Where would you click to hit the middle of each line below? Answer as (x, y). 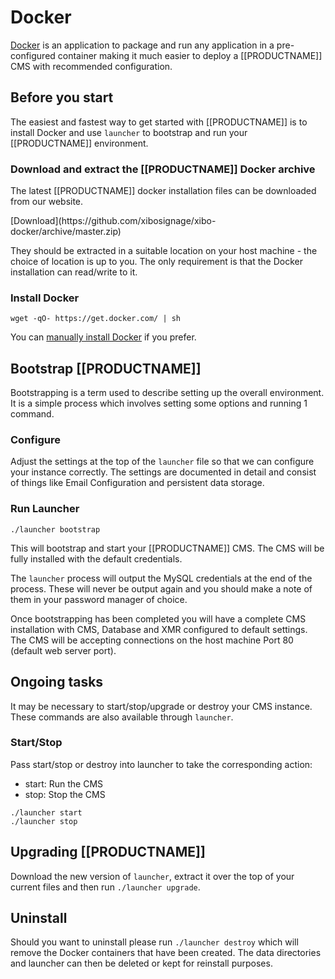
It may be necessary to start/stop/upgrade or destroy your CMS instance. (161, 706)
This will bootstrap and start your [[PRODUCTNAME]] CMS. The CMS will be (167, 548)
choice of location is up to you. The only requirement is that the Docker (156, 262)
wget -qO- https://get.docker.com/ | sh (96, 319)
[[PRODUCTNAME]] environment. (79, 143)
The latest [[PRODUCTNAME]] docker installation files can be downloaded (163, 191)
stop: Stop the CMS (65, 794)
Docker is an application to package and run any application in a (142, 45)
